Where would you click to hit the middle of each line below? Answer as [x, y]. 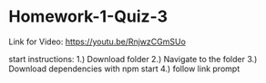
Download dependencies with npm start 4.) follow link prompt [124, 69]
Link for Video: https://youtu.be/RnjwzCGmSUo [97, 41]
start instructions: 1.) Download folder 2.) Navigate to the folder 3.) [133, 59]
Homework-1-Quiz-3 [88, 17]
